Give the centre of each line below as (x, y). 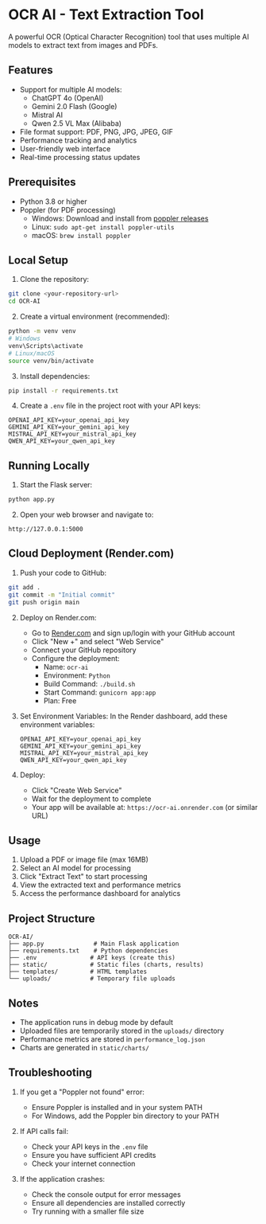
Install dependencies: (55, 376)
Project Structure (52, 919)
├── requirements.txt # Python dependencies (89, 951)
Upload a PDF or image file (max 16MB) (84, 860)
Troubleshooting (50, 1073)
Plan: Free (60, 700)
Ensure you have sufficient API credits (94, 1155)
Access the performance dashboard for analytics (100, 894)
